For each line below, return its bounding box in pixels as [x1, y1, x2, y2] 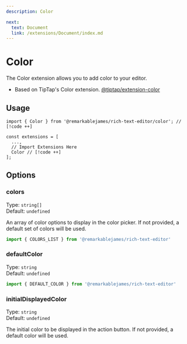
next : [6, 19, 19, 25]
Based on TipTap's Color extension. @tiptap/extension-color [14, 86, 160, 93]
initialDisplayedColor [6, 295, 67, 303]
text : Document [11, 25, 49, 30]
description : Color [6, 8, 54, 15]
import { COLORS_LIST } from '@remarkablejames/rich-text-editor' [6, 236, 171, 242]
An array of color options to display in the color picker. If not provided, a [6, 219, 179, 226]
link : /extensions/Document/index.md [11, 30, 103, 36]
